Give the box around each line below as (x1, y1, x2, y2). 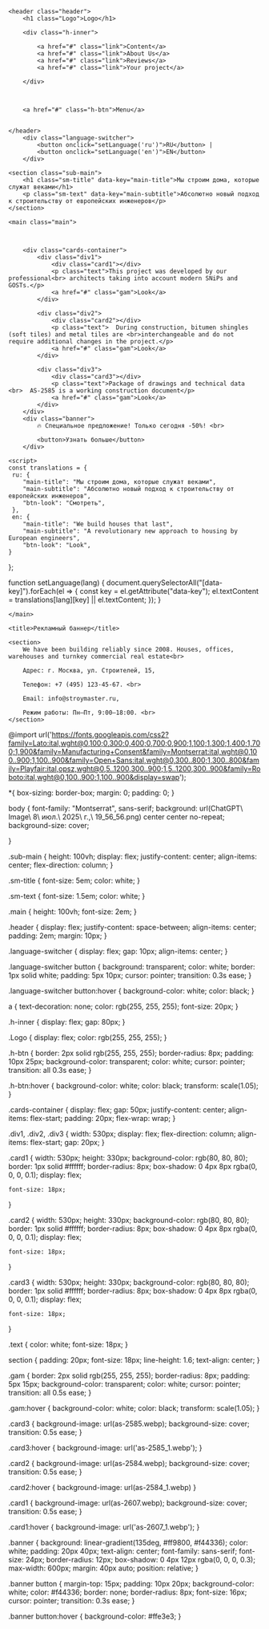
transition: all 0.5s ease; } (8, 1388, 92, 1397)
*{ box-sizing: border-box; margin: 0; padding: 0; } (8, 788, 175, 798)
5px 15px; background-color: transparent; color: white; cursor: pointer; (8, 1379, 241, 1388)
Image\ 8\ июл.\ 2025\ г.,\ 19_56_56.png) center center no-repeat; (8, 812, 226, 822)
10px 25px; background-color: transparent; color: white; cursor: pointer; (8, 1057, 246, 1066)
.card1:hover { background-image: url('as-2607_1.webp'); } (8, 1522, 200, 1532)
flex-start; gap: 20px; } (30, 1138, 106, 1147)
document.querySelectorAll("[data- (106, 578, 223, 587)
